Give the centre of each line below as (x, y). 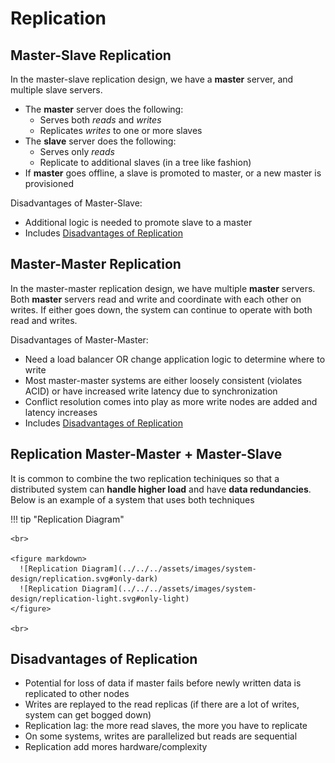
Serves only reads (77, 151)
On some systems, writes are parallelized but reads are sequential (161, 736)
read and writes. (44, 320)
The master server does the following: (104, 109)
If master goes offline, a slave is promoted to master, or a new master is (173, 173)
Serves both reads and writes (100, 120)
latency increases (61, 412)
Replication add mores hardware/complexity (116, 747)
